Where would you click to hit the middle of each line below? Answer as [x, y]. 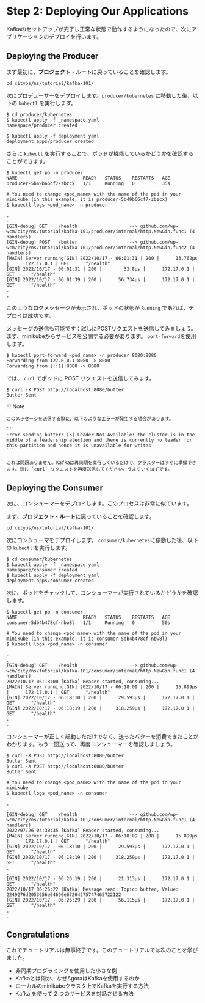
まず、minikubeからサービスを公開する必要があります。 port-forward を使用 [101, 336]
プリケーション [25, 36]
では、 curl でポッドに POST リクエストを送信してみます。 [81, 378]
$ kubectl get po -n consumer [45, 612]
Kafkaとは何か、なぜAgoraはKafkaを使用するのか [77, 979]
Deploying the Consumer [55, 488]
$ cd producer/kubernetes [39, 114]
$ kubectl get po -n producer [45, 172]
